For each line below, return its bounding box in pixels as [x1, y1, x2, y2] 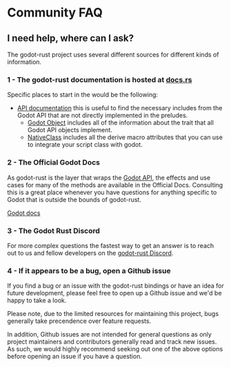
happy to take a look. [7, 296, 67, 304]
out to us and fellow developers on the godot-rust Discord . [7, 249, 174, 257]
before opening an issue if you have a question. [7, 353, 143, 361]
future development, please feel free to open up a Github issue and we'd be [7, 289, 222, 297]
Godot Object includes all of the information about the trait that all [27, 118, 214, 127]
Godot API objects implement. [27, 126, 112, 134]
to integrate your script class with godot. [27, 140, 143, 149]
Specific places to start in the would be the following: [7, 91, 159, 99]
